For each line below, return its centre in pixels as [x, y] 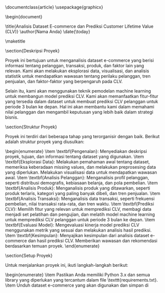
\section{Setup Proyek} [29, 255]
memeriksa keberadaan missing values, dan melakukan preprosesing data [81, 167]
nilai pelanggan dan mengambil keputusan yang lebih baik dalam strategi [79, 112]
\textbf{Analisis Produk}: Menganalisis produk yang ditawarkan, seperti [78, 188]
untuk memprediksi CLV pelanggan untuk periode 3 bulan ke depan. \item [80, 220]
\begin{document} [24, 17]
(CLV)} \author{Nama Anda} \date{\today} [48, 31]
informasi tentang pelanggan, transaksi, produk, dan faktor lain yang [75, 66]
